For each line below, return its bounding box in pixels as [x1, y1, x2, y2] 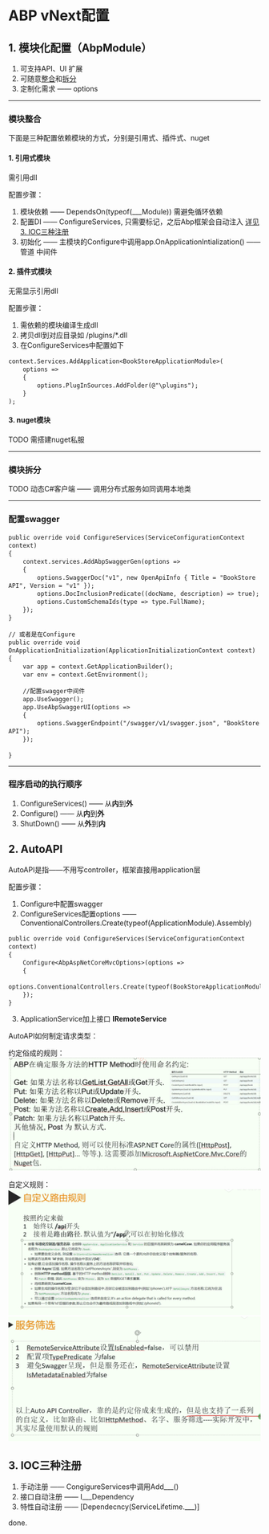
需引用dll [8, 173, 38, 182]
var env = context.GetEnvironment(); [22, 671, 149, 679]
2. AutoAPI [8, 842, 63, 856]
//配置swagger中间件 [22, 687, 86, 695]
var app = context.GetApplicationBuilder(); [22, 663, 174, 671]
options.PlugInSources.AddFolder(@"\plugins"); [37, 381, 199, 390]
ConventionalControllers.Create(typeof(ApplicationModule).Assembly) [19, 918, 252, 928]
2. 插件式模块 [8, 267, 52, 276]
